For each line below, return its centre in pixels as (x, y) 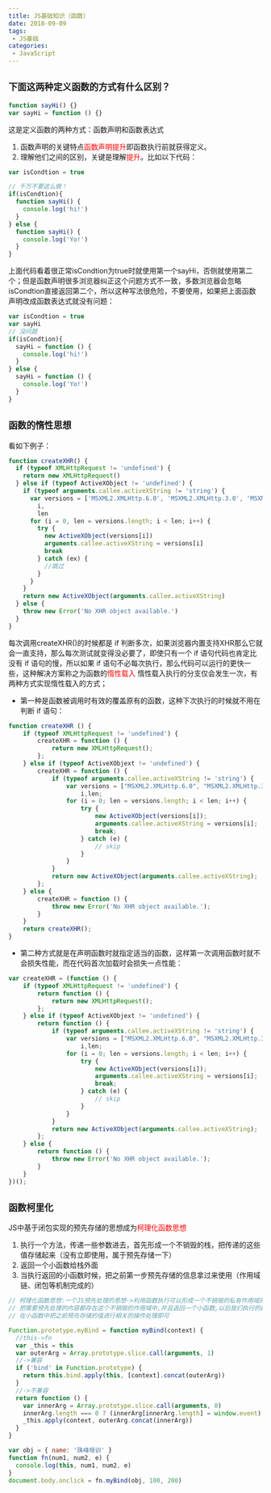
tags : (17, 31)
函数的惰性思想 (40, 426)
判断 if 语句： (42, 710)
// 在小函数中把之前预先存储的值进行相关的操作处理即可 (89, 1316)
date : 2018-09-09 (38, 23)
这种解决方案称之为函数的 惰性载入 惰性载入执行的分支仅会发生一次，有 (140, 673)
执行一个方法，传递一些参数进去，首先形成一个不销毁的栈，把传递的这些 (140, 1245)
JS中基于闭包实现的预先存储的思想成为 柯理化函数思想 (98, 1228)
